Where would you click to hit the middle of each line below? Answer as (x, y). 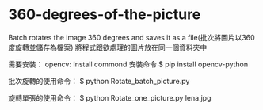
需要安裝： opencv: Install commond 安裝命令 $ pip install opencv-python (128, 64)
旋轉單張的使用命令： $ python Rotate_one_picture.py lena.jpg (110, 97)
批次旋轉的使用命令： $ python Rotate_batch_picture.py (99, 81)
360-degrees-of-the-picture (105, 15)
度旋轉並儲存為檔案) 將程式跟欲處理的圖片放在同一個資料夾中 (108, 47)
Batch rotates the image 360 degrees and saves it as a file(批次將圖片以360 (131, 37)
